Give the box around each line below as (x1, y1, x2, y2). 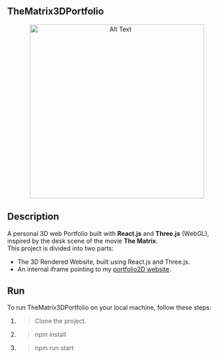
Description (7, 211, 59, 223)
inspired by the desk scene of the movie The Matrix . (7, 237, 158, 245)
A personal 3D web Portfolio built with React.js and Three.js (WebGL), (7, 229, 210, 237)
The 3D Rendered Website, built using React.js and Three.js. (17, 257, 190, 266)
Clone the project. (34, 317, 87, 326)
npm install (34, 330, 66, 339)
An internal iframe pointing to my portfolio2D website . (17, 264, 171, 273)
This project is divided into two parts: (7, 244, 114, 253)
